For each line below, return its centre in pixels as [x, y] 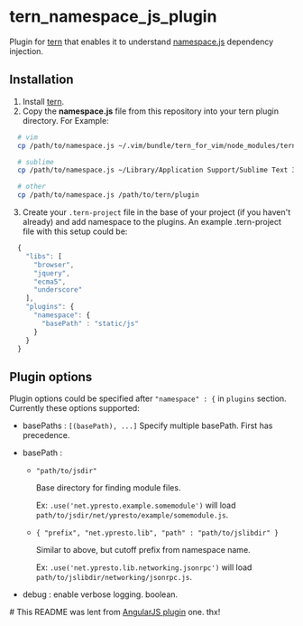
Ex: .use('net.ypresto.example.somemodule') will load [136, 505]
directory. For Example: [66, 120]
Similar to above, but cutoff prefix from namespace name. [143, 550]
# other [32, 187]
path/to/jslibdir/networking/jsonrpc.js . [114, 577]
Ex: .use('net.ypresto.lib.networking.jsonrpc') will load [144, 567]
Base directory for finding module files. [108, 488]
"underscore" [58, 290]
